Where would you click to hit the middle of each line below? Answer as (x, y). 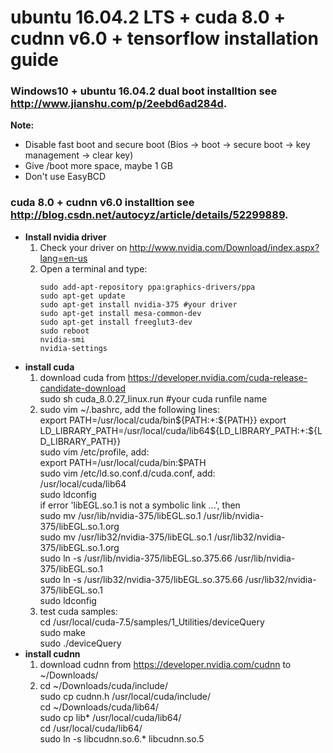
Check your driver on (83, 247)
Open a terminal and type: (93, 268)
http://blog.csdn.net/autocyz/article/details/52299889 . (149, 215)
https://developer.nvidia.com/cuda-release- (217, 377)
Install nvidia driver (65, 237)
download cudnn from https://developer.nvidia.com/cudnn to (165, 664)
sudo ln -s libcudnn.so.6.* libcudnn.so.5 (122, 738)
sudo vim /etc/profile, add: (94, 452)
